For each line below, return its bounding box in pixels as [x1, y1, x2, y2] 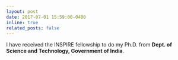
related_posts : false [6, 25, 60, 31]
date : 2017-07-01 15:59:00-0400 [6, 14, 86, 20]
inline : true [6, 19, 39, 25]
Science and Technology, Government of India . [6, 48, 125, 55]
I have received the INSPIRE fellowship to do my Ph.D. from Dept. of [6, 41, 172, 48]
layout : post [6, 8, 39, 15]
